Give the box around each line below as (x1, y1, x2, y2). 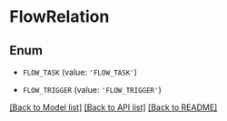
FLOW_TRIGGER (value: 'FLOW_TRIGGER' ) (22, 85, 162, 95)
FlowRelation (9, 6, 110, 27)
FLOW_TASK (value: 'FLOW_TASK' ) (22, 66, 138, 77)
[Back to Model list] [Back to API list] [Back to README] (9, 102, 218, 113)
